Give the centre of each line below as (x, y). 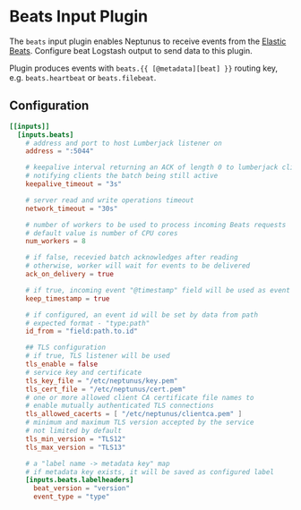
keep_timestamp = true (68, 298)
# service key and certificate (84, 372)
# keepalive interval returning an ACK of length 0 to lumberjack (152, 167)
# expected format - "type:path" (88, 323)
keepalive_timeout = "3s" (74, 184)
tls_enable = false (62, 364)
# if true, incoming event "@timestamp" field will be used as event (158, 290)
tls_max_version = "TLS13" (76, 447)
